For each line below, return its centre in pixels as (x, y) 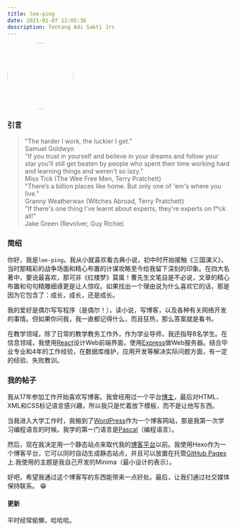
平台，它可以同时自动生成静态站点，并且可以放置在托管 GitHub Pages (126, 453)
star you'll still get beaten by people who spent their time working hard (127, 164)
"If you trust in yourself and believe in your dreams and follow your (121, 156)
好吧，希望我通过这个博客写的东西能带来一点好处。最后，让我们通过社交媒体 (119, 477)
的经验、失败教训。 (35, 360)
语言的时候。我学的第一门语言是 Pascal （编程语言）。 (102, 429)
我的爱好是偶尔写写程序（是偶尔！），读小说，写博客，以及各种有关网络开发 (117, 310)
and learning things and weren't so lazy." (84, 171)
